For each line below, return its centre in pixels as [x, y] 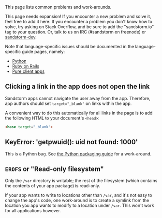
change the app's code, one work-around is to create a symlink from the [77, 201]
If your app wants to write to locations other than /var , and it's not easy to [79, 195]
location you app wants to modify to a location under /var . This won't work [80, 205]
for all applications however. [33, 211]
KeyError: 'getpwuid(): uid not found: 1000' [72, 142]
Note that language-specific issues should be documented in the [70, 46]
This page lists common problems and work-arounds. [58, 7]
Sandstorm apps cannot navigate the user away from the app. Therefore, [78, 98]
